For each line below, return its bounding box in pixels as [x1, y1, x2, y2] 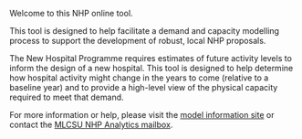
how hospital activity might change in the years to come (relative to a [9, 72, 269, 83]
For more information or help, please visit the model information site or [9, 110, 275, 120]
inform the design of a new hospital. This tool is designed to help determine [9, 63, 294, 73]
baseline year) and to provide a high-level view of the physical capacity [9, 82, 278, 92]
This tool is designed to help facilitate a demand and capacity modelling [9, 26, 280, 36]
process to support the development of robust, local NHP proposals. [9, 36, 266, 46]
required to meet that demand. [9, 91, 125, 102]
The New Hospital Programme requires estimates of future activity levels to [9, 53, 292, 63]
